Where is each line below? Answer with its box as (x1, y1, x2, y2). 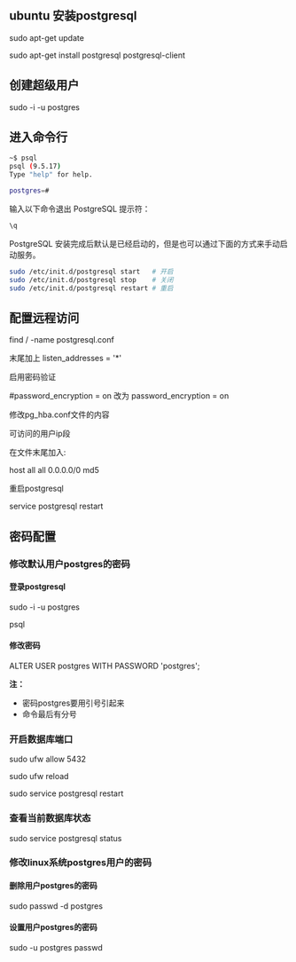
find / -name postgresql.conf (9, 335, 115, 345)
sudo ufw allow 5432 (9, 753, 87, 765)
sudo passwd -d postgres (9, 900, 104, 911)
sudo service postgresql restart (9, 788, 124, 799)
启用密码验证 (9, 372, 56, 382)
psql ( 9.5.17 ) (9, 162, 62, 171)
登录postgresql (9, 581, 66, 592)
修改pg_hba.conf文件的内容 (9, 409, 110, 420)
